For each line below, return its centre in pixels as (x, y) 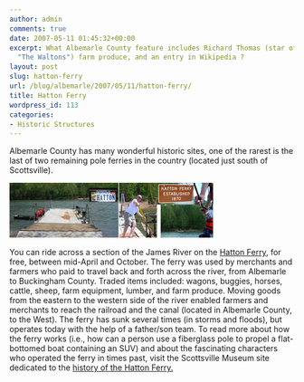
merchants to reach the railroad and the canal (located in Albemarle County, (151, 310)
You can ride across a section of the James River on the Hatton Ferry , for (146, 253)
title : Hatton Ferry (48, 95)
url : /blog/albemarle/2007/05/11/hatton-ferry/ (101, 86)
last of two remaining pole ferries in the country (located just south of (139, 161)
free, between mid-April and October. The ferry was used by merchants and (151, 262)
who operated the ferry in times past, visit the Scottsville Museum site (139, 358)
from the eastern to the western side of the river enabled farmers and (139, 301)
